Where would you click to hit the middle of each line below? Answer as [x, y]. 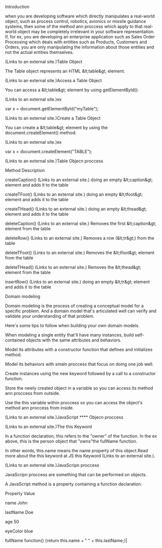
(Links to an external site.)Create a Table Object [53, 118]
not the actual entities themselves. [39, 52]
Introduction [17, 7]
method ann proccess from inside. [39, 408]
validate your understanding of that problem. [50, 316]
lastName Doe [19, 513]
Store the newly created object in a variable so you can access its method [79, 388]
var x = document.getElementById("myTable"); [52, 109]
